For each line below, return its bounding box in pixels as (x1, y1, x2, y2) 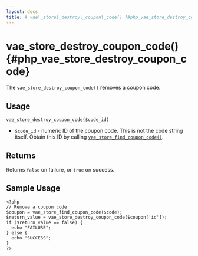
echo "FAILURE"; (11, 225, 51, 231)
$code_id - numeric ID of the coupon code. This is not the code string (14, 127, 183, 134)
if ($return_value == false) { (6, 219, 83, 225)
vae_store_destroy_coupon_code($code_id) (6, 117, 110, 123)
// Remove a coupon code (6, 204, 67, 210)
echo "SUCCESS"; (11, 235, 51, 241)
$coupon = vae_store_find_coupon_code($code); (6, 209, 123, 215)
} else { (6, 229, 28, 236)
